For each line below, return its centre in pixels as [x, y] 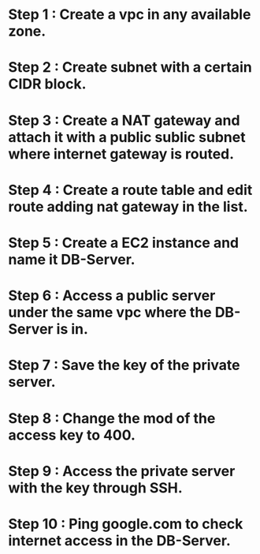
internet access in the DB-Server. [119, 540]
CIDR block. [47, 84]
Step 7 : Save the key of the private [124, 365]
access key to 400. [72, 435]
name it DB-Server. [72, 259]
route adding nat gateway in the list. [128, 206]
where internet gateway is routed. [121, 153]
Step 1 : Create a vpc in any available [130, 15]
